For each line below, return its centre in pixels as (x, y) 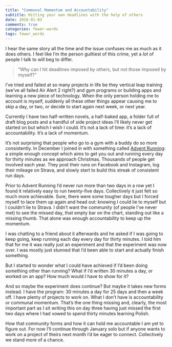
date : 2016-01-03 (24, 20)
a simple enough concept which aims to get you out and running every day (84, 154)
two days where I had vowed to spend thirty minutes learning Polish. (78, 313)
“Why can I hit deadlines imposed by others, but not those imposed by (92, 69)
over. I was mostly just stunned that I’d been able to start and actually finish (85, 250)
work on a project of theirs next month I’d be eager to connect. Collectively (84, 334)
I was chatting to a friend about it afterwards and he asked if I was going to (84, 234)
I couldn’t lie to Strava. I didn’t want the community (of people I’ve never (81, 207)
